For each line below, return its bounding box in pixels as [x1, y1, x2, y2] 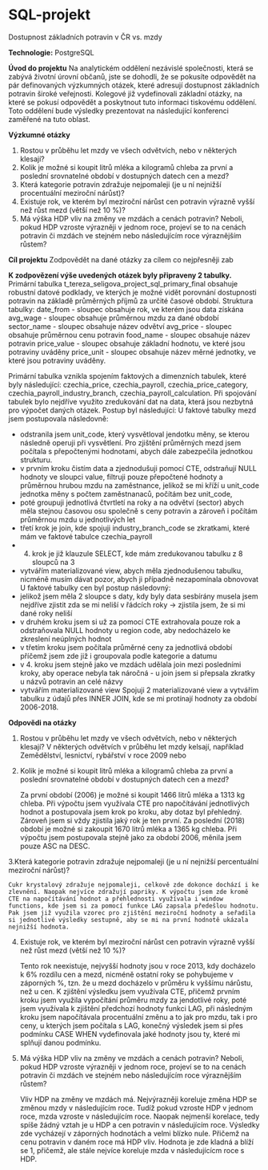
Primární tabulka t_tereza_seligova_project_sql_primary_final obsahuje [8, 278, 238, 288]
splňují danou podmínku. [19, 1038, 102, 1047]
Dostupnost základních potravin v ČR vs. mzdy [8, 32, 162, 42]
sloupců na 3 [31, 557, 75, 567]
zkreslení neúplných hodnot [19, 634, 112, 644]
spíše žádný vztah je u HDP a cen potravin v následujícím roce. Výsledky [19, 1119, 260, 1129]
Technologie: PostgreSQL [8, 47, 94, 57]
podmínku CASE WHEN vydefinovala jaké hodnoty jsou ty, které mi [19, 1029, 241, 1038]
